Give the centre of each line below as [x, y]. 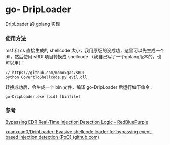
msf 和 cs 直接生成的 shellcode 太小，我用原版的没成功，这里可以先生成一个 [85, 50]
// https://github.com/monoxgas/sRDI [45, 73]
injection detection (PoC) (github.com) [60, 137]
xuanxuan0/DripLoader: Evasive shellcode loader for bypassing [72, 132]
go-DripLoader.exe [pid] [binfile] [43, 97]
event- [146, 132]
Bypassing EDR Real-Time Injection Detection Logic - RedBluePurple [77, 122]
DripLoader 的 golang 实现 [33, 24]
